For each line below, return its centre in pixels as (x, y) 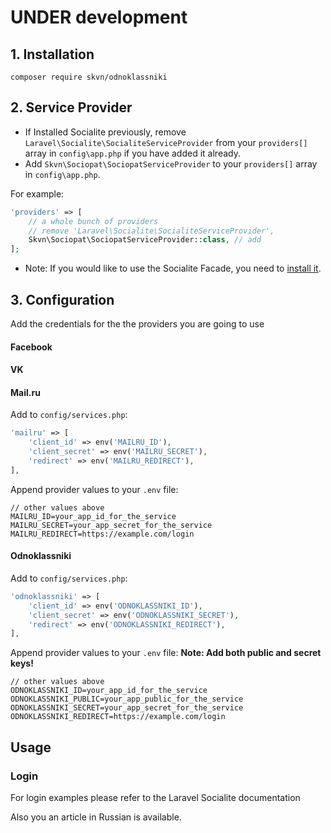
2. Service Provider (71, 107)
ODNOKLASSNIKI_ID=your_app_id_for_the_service (109, 691)
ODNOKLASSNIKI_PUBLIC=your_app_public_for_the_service (127, 699)
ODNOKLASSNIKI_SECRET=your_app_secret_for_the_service (127, 708)
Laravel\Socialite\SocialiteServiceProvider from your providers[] (166, 142)
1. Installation (52, 54)
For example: (37, 193)
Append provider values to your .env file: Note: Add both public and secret (166, 653)
